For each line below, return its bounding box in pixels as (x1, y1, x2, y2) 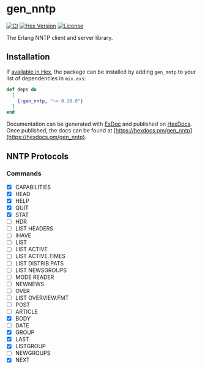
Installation (6, 51, 50, 63)
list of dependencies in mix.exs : (6, 74, 86, 82)
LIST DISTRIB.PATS (15, 259, 64, 267)
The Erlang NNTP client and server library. (6, 34, 113, 41)
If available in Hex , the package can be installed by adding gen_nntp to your (6, 68, 196, 75)
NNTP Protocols (6, 151, 69, 161)
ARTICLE (15, 308, 38, 315)
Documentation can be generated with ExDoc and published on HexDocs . (6, 120, 192, 127)
